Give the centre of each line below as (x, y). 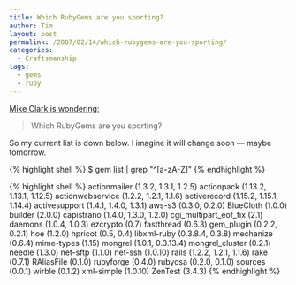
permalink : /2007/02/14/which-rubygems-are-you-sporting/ (118, 42)
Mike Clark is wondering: (54, 108)
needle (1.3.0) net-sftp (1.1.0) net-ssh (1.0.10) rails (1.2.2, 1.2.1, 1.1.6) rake (138, 252)
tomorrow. (28, 152)
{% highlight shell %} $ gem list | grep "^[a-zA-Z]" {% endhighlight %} (137, 169)
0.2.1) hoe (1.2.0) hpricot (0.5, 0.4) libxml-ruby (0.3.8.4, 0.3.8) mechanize (141, 233)
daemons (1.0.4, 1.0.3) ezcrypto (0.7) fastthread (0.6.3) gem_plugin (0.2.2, (144, 224)
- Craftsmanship (47, 58)
